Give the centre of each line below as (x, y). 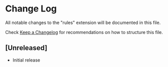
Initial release (26, 60)
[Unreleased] (26, 48)
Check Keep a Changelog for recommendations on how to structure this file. (84, 32)
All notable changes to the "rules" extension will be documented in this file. (83, 22)
